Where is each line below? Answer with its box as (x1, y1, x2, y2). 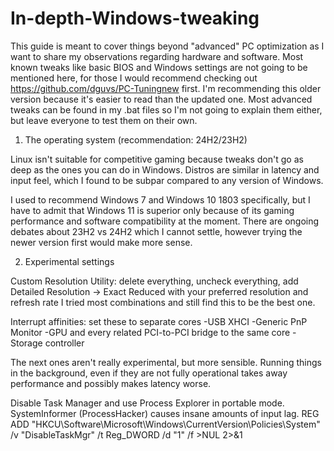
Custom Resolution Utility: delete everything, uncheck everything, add (10, 275, 299, 287)
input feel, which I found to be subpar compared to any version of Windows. (10, 174, 324, 186)
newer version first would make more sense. (10, 236, 193, 248)
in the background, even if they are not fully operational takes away (10, 367, 288, 379)
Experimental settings (24, 255, 115, 267)
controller (44, 337, 85, 349)
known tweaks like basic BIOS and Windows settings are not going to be (10, 61, 308, 73)
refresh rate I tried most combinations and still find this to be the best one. (10, 296, 316, 308)
